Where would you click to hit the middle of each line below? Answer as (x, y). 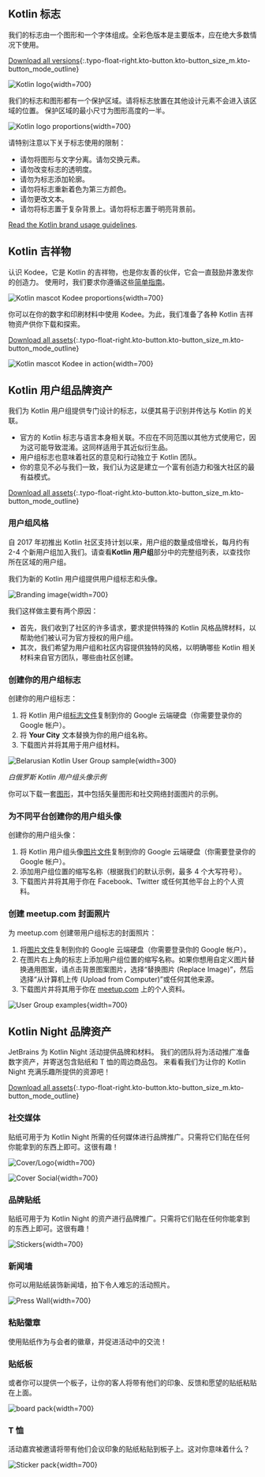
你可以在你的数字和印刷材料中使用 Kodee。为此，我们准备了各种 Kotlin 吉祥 (131, 314)
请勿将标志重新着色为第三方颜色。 (75, 189)
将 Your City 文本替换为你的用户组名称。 (86, 735)
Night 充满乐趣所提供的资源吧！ (60, 1072)
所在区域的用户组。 (39, 562)
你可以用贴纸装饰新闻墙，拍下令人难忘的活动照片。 (91, 1285)
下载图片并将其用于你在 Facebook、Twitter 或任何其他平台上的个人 (129, 881)
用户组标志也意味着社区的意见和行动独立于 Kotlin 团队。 (110, 457)
